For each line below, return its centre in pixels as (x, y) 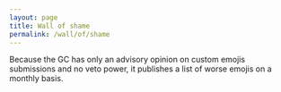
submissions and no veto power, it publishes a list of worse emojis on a (140, 69)
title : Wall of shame (50, 26)
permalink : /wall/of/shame (60, 34)
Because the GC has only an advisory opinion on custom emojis (127, 60)
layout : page (34, 17)
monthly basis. (36, 79)
